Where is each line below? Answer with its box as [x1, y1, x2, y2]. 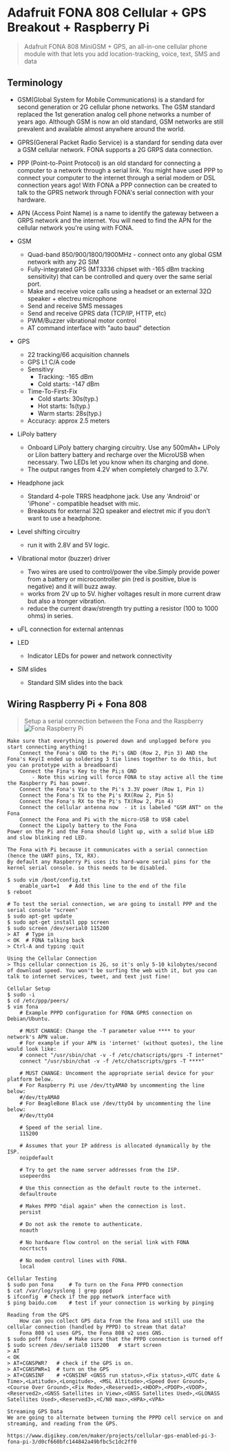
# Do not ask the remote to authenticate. [19, 1221, 143, 1228]
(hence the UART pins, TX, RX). [7, 852, 100, 859]
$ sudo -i [7, 991, 36, 998]
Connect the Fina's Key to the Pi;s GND [19, 768, 137, 775]
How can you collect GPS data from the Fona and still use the [19, 1317, 205, 1324]
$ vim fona [7, 1003, 39, 1010]
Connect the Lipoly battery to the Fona [19, 822, 137, 829]
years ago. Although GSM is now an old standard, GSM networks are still [17, 117, 224, 126]
